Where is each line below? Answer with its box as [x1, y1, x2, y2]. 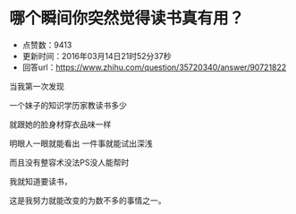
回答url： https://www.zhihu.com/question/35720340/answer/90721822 [21, 62, 287, 73]
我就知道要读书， [9, 175, 72, 186]
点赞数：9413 [21, 39, 72, 50]
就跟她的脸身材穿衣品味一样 [9, 118, 112, 130]
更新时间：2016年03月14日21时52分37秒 [21, 50, 172, 61]
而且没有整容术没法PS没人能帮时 [9, 157, 130, 167]
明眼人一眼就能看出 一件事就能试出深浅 [9, 138, 153, 149]
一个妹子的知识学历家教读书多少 [9, 99, 127, 110]
